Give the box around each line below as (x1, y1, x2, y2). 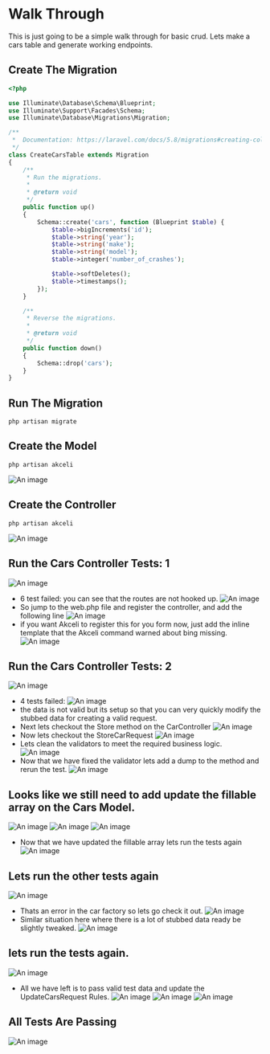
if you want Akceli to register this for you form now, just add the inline (19, 619, 250, 629)
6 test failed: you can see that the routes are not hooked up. (19, 594, 219, 603)
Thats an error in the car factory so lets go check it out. (19, 905, 203, 916)
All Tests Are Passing (8, 1015, 117, 1029)
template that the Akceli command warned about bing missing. (19, 627, 227, 637)
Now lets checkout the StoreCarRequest (19, 730, 153, 740)
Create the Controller (8, 498, 117, 512)
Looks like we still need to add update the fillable (8, 788, 257, 802)
